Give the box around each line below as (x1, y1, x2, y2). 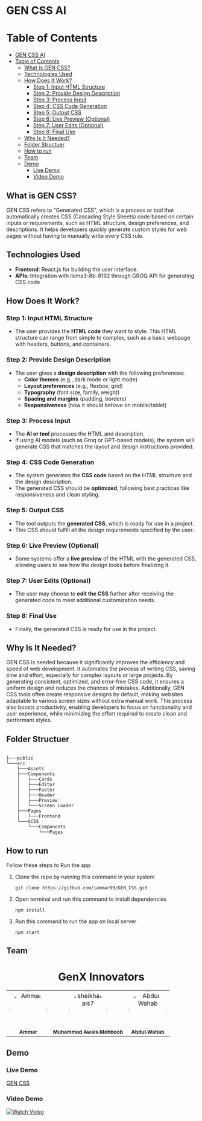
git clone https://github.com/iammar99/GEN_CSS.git (14, 884, 148, 891)
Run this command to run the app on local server (14, 918, 137, 925)
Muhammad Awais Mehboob (53, 1029, 124, 1035)
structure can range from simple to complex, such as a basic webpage (14, 334, 191, 341)
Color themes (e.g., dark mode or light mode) (24, 375, 137, 383)
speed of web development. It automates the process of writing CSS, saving (6, 665, 196, 673)
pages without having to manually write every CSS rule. (6, 232, 144, 239)
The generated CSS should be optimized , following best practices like (14, 484, 190, 492)
